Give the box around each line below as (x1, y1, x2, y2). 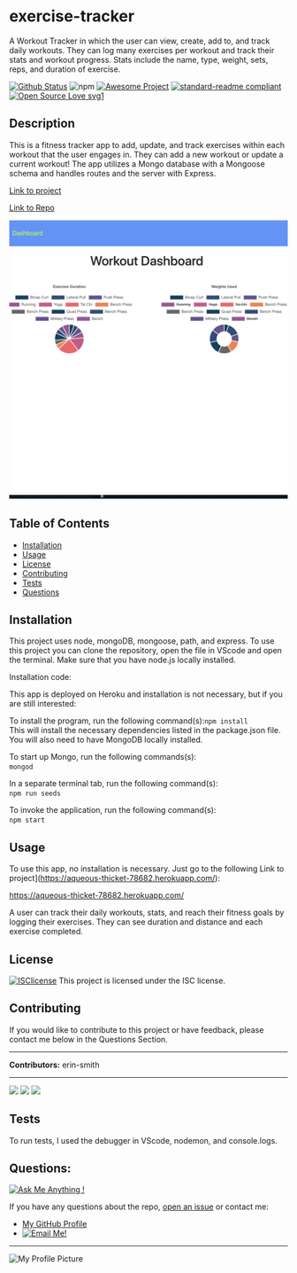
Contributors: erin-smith (9, 1059, 100, 1070)
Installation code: (9, 672, 72, 683)
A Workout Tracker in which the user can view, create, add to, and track (9, 35, 270, 46)
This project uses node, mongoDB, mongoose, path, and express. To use (9, 636, 275, 646)
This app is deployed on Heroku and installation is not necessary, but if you (9, 689, 283, 699)
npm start (9, 816, 46, 825)
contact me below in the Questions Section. (9, 1034, 168, 1044)
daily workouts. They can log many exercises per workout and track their (9, 44, 275, 55)
